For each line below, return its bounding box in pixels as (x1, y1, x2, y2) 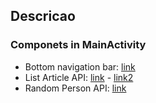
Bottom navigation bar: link (24, 60, 136, 73)
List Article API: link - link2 (24, 71, 134, 83)
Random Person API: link (24, 82, 127, 94)
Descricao (10, 8, 76, 25)
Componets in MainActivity (10, 38, 147, 52)
